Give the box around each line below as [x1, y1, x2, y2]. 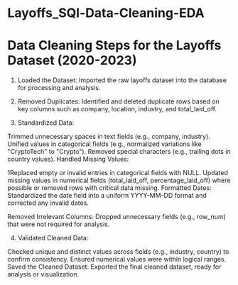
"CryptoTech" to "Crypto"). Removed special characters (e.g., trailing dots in [7, 147, 231, 156]
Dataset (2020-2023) [7, 52, 137, 69]
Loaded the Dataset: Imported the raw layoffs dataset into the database [17, 76, 227, 84]
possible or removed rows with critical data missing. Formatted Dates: [7, 184, 212, 192]
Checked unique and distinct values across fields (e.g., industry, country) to [7, 247, 229, 256]
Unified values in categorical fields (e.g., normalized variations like [7, 140, 202, 148]
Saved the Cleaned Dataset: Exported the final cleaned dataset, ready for [7, 262, 222, 271]
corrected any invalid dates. [7, 199, 89, 207]
